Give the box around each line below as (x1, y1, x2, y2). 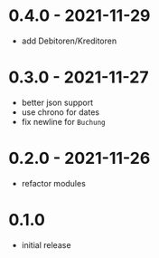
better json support (21, 97, 94, 108)
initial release (21, 239, 71, 250)
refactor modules (21, 177, 87, 188)
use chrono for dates (21, 106, 100, 118)
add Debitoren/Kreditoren (21, 35, 117, 46)
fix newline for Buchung (21, 116, 106, 127)
